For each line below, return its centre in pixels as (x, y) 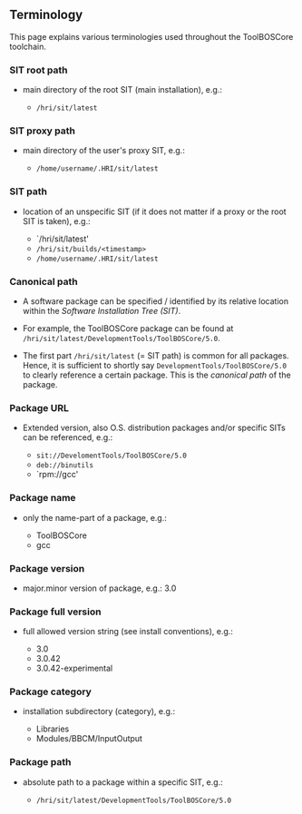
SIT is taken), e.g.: (56, 221)
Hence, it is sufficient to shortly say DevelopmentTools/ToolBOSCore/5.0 (155, 365)
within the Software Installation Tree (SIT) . (102, 311)
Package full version (55, 612)
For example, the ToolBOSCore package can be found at (128, 329)
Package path (40, 762)
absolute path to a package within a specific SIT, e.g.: (123, 782)
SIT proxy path (42, 131)
